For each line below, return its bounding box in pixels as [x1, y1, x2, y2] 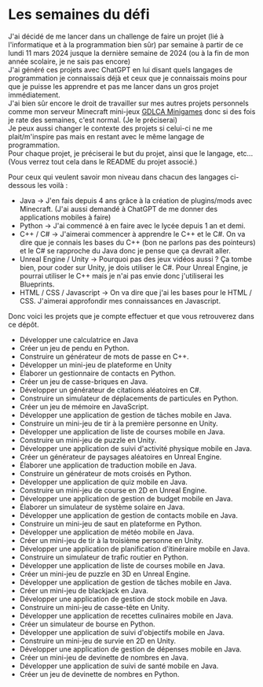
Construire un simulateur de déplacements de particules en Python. [19, 393, 239, 403]
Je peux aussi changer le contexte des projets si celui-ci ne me [8, 124, 214, 133]
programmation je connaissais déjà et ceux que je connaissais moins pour [8, 73, 247, 83]
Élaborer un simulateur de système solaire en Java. [19, 502, 185, 512]
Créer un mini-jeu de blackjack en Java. [19, 585, 149, 595]
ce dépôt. [8, 319, 39, 329]
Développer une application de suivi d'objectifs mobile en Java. [19, 627, 225, 637]
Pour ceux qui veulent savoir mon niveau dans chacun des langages [8, 172, 229, 182]
